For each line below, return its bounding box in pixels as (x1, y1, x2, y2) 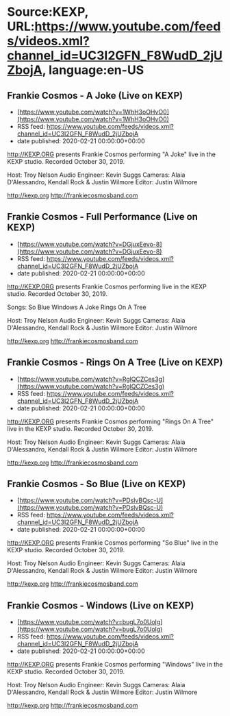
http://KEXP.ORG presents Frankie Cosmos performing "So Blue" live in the (7, 539, 218, 547)
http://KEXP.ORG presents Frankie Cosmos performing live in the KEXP (7, 282, 207, 291)
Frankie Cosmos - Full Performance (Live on (7, 211, 199, 223)
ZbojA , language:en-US (7, 62, 144, 78)
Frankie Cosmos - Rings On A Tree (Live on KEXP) (7, 357, 223, 369)
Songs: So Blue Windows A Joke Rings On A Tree (7, 303, 146, 311)
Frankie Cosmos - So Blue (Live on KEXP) (7, 478, 186, 490)
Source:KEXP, (7, 4, 89, 20)
